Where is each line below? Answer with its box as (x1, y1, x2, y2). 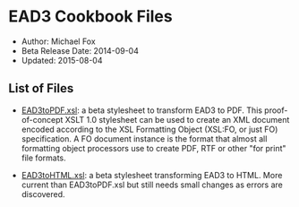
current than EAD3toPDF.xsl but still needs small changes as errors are (21, 179, 283, 190)
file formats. (21, 152, 66, 163)
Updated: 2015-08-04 (21, 55, 103, 65)
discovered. (21, 188, 65, 199)
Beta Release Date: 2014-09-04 (21, 45, 140, 56)
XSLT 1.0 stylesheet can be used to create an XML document (64, 114, 290, 125)
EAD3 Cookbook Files (8, 6, 173, 27)
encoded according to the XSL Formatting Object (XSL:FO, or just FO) (21, 124, 278, 134)
